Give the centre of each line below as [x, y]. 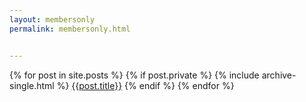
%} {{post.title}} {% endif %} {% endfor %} [145, 85]
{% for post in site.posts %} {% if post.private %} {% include [134, 75]
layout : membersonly [52, 19]
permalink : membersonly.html [70, 29]
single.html [32, 85]
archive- [279, 75]
